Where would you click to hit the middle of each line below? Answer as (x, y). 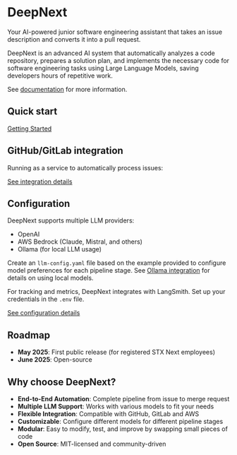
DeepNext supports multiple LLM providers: (71, 220)
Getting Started (30, 129)
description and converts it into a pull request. (74, 39)
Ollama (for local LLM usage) (60, 249)
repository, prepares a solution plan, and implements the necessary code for (119, 60)
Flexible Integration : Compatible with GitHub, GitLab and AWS (108, 414)
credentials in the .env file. (46, 299)
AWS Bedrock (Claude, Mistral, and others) (80, 242)
